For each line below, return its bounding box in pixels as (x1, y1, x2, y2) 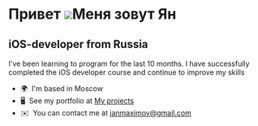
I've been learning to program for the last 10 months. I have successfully (8, 59, 250, 68)
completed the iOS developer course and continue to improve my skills (8, 67, 245, 77)
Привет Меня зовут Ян (8, 5, 177, 24)
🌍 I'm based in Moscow (19, 84, 104, 93)
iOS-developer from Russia (8, 37, 148, 51)
